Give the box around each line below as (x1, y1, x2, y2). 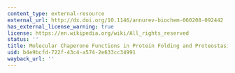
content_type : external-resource (7, 10, 105, 17)
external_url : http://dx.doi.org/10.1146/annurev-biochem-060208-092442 (7, 17, 224, 24)
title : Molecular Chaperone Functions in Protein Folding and (7, 42, 192, 49)
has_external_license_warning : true (7, 23, 114, 30)
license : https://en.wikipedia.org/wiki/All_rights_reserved (7, 29, 190, 37)
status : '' (7, 36, 39, 43)
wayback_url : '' (7, 56, 55, 63)
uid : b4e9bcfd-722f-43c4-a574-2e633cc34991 (7, 49, 136, 56)
